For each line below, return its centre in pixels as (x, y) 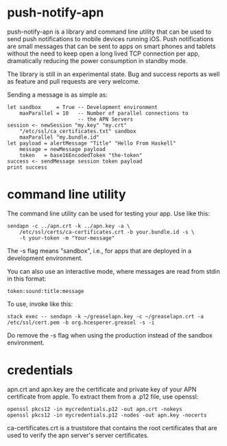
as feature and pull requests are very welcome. (74, 81)
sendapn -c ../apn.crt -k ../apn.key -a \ (69, 226)
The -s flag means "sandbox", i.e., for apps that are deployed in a (99, 250)
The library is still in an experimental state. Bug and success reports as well (113, 74)
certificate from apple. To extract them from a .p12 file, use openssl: (103, 397)
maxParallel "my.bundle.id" (59, 137)
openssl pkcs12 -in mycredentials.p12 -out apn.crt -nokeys (95, 409)
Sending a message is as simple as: (58, 95)
